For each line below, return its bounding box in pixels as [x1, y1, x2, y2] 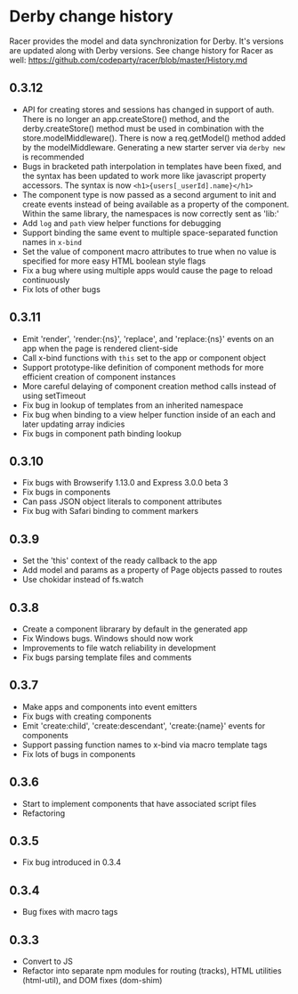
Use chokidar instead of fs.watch [21, 574, 144, 585]
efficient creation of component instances [21, 371, 176, 382]
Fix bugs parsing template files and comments [21, 652, 192, 663]
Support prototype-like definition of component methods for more [21, 362, 264, 372]
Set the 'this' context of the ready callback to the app [21, 555, 218, 566]
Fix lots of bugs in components [21, 748, 136, 759]
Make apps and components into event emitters [21, 701, 197, 712]
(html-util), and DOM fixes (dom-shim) [21, 975, 163, 986]
